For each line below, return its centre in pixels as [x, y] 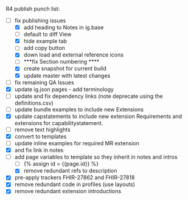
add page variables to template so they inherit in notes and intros [96, 157]
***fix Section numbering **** [61, 62]
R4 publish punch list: [33, 9]
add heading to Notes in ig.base [64, 27]
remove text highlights [42, 129]
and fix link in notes [39, 150]
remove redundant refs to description [70, 171]
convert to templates [40, 136]
